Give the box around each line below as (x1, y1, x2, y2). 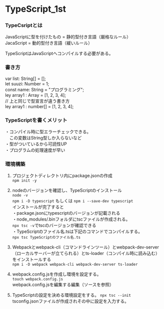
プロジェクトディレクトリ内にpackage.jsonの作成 (12, 173, 113, 179)
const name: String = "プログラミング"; (5, 86, 84, 92)
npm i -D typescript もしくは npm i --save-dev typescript (12, 198, 134, 204)
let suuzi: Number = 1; (5, 81, 50, 86)
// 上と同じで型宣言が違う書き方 (5, 98, 70, 104)
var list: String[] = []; (5, 75, 46, 82)
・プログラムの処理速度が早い (5, 147, 65, 153)
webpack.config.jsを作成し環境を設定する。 (12, 271, 102, 277)
